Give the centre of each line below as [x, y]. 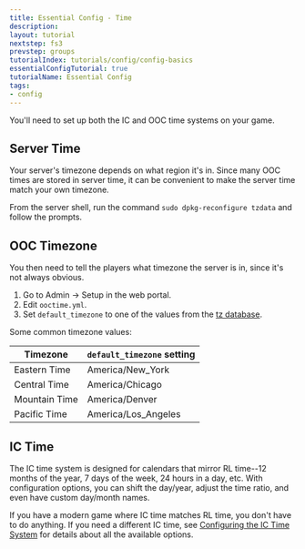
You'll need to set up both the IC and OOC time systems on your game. [142, 120]
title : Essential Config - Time [71, 18]
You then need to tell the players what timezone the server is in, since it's [147, 268]
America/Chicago [124, 385]
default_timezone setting [141, 354]
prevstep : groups [42, 52]
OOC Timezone [53, 245]
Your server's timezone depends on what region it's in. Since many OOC [145, 170]
